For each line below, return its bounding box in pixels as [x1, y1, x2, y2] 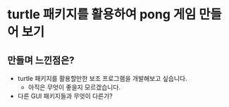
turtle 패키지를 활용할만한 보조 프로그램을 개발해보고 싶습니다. [17, 75, 187, 82]
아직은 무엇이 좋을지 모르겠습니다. [27, 83, 121, 92]
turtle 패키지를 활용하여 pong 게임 [7, 6, 197, 23]
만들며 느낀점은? [7, 54, 75, 66]
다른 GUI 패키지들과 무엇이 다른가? [17, 92, 113, 100]
